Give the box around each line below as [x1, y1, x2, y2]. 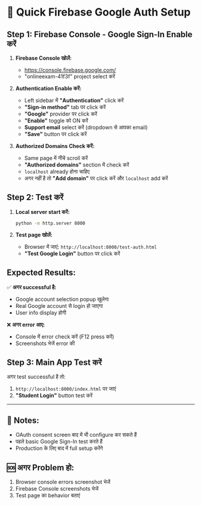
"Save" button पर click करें [24, 131, 87, 137]
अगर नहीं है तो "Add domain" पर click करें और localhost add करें [24, 175, 168, 182]
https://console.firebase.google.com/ [24, 66, 116, 74]
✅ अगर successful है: [7, 283, 57, 291]
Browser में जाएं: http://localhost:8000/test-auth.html [24, 243, 157, 250]
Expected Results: [7, 268, 76, 278]
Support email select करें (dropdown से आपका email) [24, 124, 148, 131]
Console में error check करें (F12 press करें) [15, 332, 115, 340]
